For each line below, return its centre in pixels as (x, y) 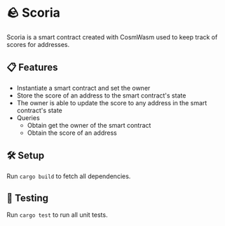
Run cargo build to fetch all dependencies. (69, 176)
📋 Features (32, 68)
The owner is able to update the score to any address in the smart (112, 102)
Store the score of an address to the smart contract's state (101, 95)
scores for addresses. (38, 44)
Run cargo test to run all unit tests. (57, 215)
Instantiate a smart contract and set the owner (83, 88)
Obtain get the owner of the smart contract (89, 125)
